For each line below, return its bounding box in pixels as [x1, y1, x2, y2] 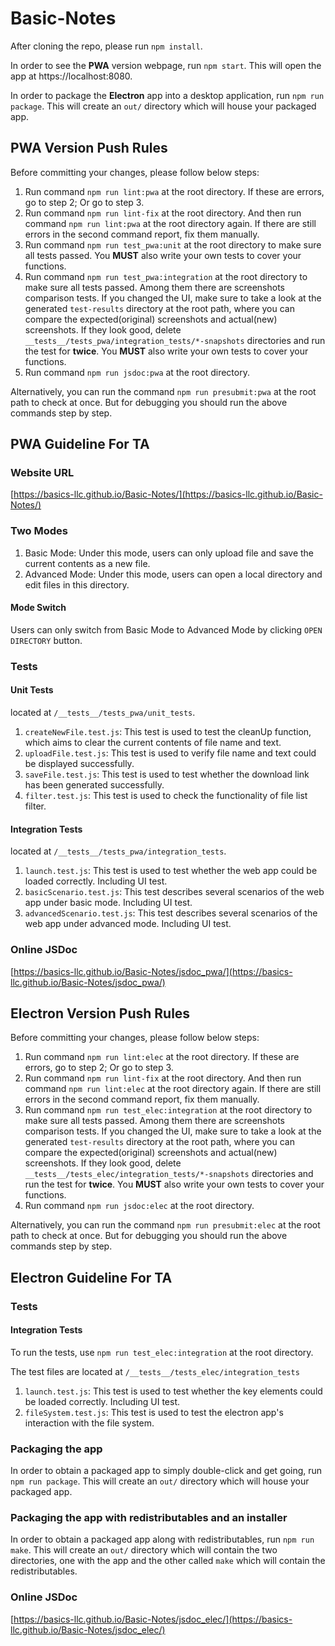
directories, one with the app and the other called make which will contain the [10, 1555, 326, 1567]
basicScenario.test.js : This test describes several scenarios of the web [24, 886, 325, 898]
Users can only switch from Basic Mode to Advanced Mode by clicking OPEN [10, 623, 323, 636]
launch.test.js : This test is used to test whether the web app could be [24, 865, 318, 877]
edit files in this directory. [24, 578, 130, 591]
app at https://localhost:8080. [10, 70, 133, 82]
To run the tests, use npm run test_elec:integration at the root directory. [10, 1346, 314, 1358]
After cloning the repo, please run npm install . [10, 40, 203, 52]
